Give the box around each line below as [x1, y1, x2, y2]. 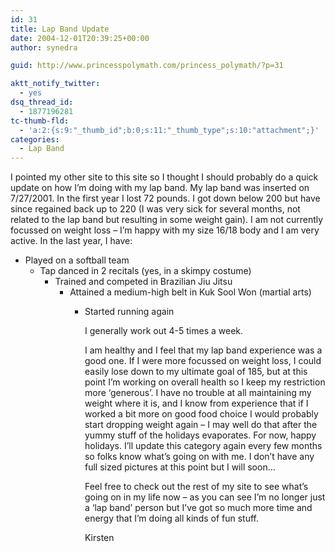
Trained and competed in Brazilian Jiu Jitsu [54, 276, 233, 288]
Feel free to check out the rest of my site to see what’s [84, 481, 309, 493]
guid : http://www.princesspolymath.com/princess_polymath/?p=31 [10, 61, 284, 71]
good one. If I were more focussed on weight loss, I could [84, 355, 322, 367]
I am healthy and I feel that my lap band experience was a [84, 344, 323, 356]
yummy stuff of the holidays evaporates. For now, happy [84, 429, 317, 441]
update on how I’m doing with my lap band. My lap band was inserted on [10, 182, 310, 194]
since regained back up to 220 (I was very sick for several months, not [10, 203, 301, 215]
